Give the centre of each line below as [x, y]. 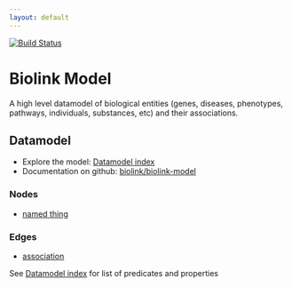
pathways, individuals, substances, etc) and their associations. [124, 113]
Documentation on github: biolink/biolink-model [109, 171]
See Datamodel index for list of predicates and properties [114, 273]
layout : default [39, 17]
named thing [45, 213]
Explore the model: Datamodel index [88, 162]
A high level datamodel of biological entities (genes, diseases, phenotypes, [146, 103]
